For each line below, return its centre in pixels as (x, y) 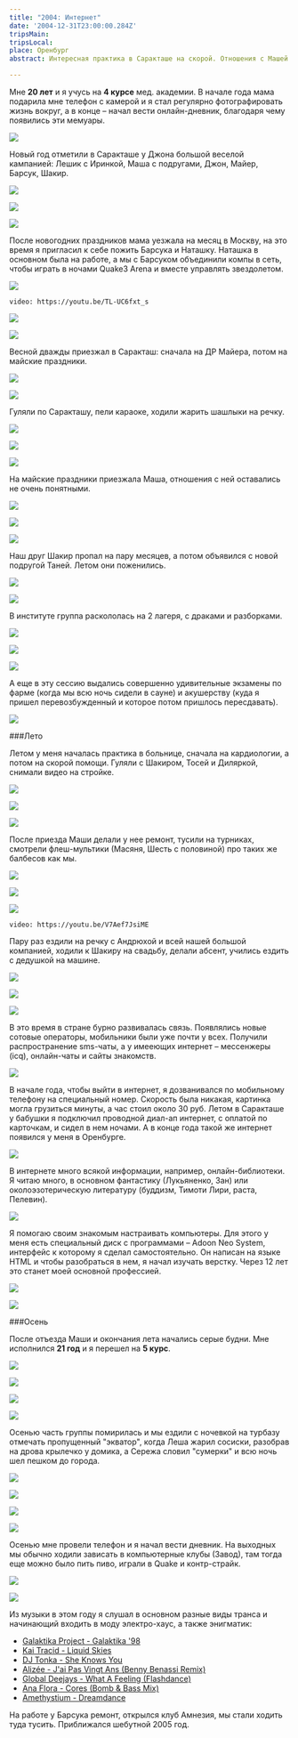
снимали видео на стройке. (61, 772)
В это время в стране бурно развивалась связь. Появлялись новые (138, 1027)
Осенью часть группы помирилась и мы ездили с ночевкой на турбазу (145, 1432)
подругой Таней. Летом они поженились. (88, 565)
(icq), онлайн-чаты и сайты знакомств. (83, 1056)
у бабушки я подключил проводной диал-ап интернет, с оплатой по (138, 1118)
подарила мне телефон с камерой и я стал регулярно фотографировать (146, 101)
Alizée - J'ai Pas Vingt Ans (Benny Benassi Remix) (114, 1669)
